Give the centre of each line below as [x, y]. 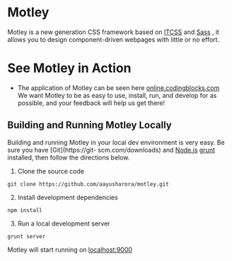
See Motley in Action [69, 68]
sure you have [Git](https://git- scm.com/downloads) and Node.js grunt [111, 150]
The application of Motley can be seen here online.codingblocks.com [118, 88]
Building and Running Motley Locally [89, 125]
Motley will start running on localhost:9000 [70, 250]
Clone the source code [51, 171]
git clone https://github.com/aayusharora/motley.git [88, 184]
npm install [25, 210]
